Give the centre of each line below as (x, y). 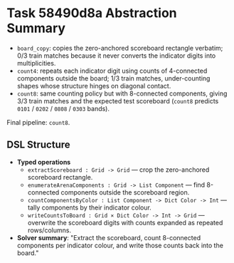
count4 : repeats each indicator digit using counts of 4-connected (112, 71)
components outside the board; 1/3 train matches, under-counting (113, 78)
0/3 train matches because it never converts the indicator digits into (116, 56)
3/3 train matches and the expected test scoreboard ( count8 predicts (118, 100)
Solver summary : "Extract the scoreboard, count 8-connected (108, 237)
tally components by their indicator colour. (90, 207)
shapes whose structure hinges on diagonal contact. (94, 86)
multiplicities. (36, 63)
